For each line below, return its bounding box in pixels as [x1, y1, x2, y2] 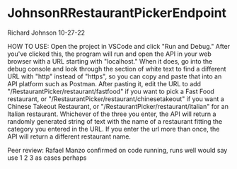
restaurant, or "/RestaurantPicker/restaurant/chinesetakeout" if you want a [7, 94, 224, 103]
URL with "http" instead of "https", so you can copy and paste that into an [7, 72, 222, 81]
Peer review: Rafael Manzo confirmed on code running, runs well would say [7, 146, 228, 154]
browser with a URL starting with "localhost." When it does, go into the [7, 57, 213, 65]
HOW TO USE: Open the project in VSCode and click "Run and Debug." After [7, 42, 231, 50]
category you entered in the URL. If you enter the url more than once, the [7, 124, 220, 133]
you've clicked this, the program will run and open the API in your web [7, 49, 212, 58]
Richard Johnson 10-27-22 [7, 28, 86, 37]
